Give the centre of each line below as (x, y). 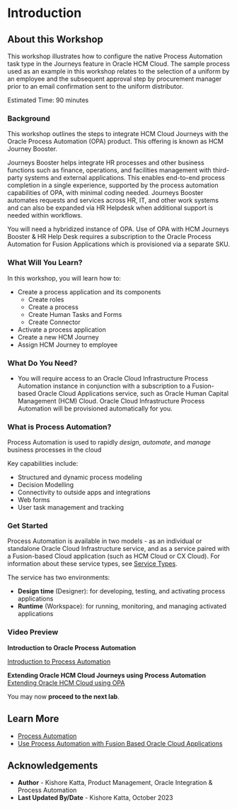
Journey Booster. (33, 149)
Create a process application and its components (89, 291)
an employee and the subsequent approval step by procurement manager (115, 79)
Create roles (46, 299)
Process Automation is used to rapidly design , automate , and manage (109, 442)
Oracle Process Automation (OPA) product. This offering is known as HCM (116, 141)
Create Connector (54, 322)
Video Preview (33, 632)
